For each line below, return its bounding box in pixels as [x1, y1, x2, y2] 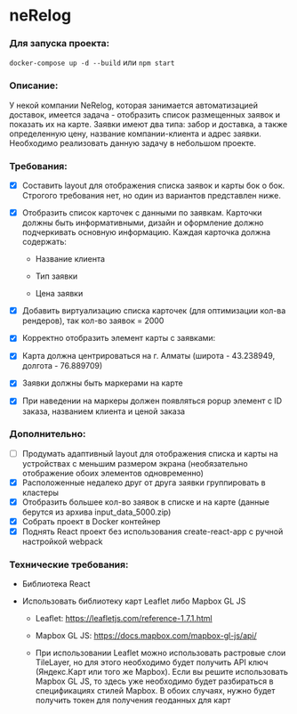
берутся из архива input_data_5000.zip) [21, 507, 172, 517]
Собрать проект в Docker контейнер [21, 516, 161, 526]
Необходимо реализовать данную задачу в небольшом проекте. [9, 137, 256, 148]
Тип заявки [35, 271, 78, 281]
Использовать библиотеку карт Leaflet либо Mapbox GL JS [21, 596, 246, 606]
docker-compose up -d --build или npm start [9, 57, 175, 68]
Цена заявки [35, 288, 84, 299]
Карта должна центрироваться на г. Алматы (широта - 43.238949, [21, 351, 276, 361]
